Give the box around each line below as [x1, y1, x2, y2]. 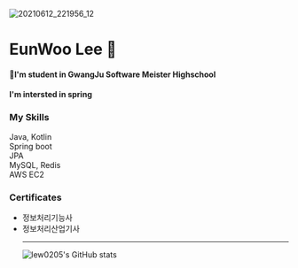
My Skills [9, 111, 50, 124]
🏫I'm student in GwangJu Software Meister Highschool [9, 69, 216, 80]
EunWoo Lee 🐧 [9, 40, 117, 59]
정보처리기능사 [21, 212, 73, 223]
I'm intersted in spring [9, 89, 93, 100]
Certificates [9, 191, 62, 203]
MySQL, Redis [9, 159, 61, 170]
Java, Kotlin [9, 131, 52, 142]
